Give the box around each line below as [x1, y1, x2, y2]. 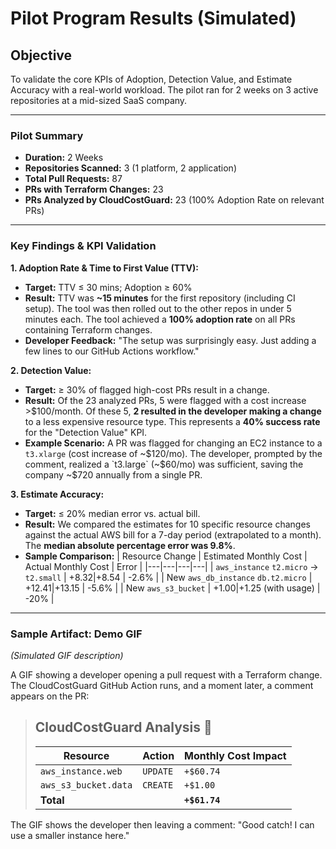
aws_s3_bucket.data [39, 779, 133, 791]
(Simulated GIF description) [10, 649, 124, 661]
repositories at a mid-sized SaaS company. [10, 95, 188, 106]
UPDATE [142, 765, 174, 777]
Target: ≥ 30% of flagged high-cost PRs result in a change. [24, 383, 270, 396]
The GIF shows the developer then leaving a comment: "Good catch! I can [10, 818, 315, 831]
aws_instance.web [39, 765, 123, 777]
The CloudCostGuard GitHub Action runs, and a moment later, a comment [10, 679, 314, 691]
